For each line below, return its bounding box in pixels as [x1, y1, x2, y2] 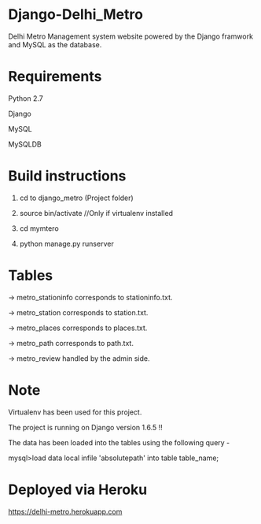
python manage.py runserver [19, 239, 114, 248]
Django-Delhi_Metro [8, 6, 144, 24]
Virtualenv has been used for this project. [8, 407, 142, 417]
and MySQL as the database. [8, 39, 102, 49]
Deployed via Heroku [8, 481, 148, 498]
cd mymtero [19, 223, 59, 233]
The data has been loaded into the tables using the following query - [8, 437, 230, 447]
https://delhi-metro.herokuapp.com [8, 507, 123, 516]
